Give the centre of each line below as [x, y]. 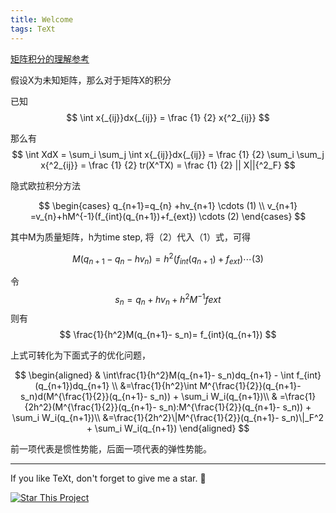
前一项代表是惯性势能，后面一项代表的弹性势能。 [111, 449]
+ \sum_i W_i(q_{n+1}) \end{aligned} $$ [168, 428]
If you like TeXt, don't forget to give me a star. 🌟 [108, 478]
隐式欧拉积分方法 [45, 185]
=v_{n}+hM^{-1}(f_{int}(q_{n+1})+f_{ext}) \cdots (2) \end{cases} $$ [168, 216]
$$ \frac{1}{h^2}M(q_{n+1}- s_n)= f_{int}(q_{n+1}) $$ [168, 335]
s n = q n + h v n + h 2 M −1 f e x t [168, 299]
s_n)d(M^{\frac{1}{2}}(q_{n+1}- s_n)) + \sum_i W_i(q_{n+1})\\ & [148, 397]
